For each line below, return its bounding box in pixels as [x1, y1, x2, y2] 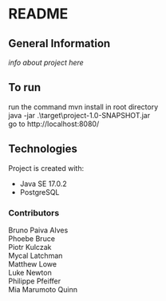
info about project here [8, 57, 84, 67]
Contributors [8, 207, 60, 218]
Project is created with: [8, 163, 85, 172]
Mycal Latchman [8, 251, 63, 260]
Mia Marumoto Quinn [8, 284, 78, 294]
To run [8, 81, 41, 94]
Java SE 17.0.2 [19, 179, 67, 188]
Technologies [8, 142, 78, 156]
